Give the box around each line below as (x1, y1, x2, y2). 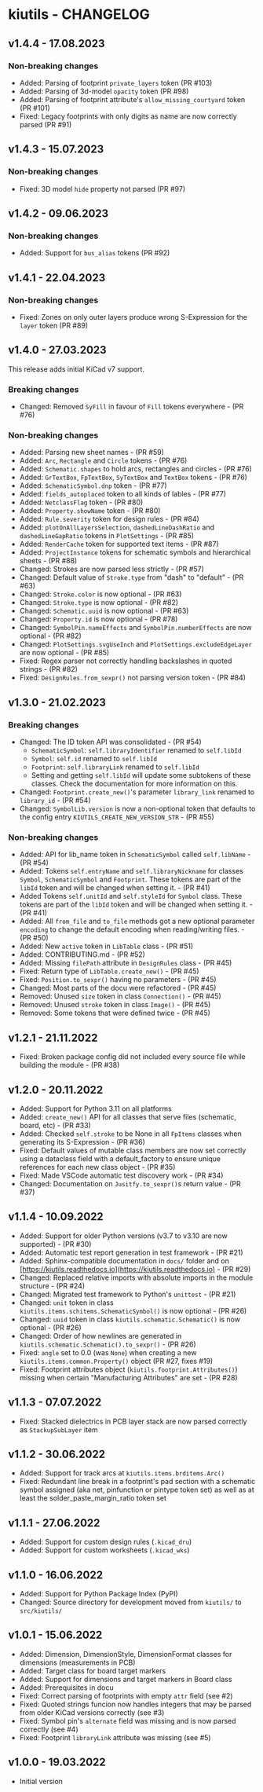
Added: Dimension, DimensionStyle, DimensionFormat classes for (19, 1649, 232, 1658)
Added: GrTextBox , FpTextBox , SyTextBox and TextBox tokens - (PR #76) (19, 473, 247, 482)
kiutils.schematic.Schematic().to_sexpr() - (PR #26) (19, 1339, 196, 1349)
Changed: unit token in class (19, 1298, 114, 1307)
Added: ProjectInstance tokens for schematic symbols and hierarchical (19, 548, 251, 557)
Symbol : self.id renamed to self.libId (31, 754, 158, 764)
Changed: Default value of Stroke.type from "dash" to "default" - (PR (19, 573, 244, 582)
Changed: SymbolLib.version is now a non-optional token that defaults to (19, 804, 256, 814)
